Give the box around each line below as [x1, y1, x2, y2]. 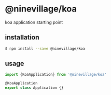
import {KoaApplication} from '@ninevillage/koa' [5, 72, 107, 77]
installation [5, 33, 40, 41]
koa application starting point [5, 19, 63, 25]
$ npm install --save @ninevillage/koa [5, 46, 85, 51]
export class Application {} [5, 85, 64, 90]
